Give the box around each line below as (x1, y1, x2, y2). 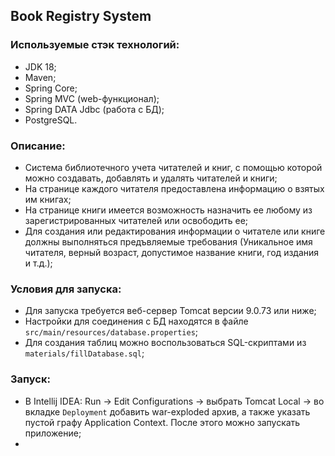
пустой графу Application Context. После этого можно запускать (24, 416, 301, 428)
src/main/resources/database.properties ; (24, 326, 199, 338)
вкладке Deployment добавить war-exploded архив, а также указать (24, 405, 311, 418)
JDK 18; (24, 60, 57, 73)
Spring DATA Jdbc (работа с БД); (24, 103, 165, 115)
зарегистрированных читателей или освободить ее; (24, 214, 249, 226)
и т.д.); (24, 257, 53, 269)
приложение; (24, 427, 82, 439)
